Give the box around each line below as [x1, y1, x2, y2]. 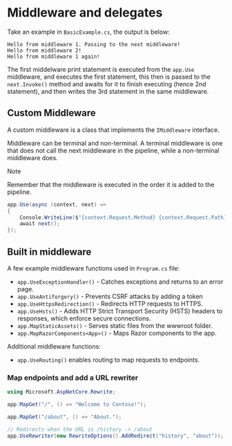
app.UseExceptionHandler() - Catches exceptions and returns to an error [17, 278, 224, 286]
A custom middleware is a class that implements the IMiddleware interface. [7, 126, 220, 134]
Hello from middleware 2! [7, 47, 81, 54]
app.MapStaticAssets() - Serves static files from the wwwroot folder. [17, 321, 213, 329]
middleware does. [7, 153, 59, 162]
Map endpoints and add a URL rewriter [7, 373, 139, 382]
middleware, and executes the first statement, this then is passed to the [7, 72, 211, 81]
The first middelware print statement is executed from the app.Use [7, 65, 195, 73]
